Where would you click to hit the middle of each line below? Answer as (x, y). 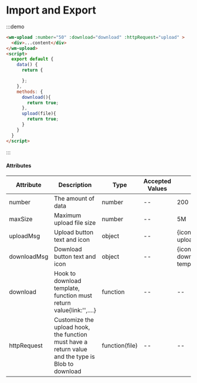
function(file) (120, 345)
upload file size (75, 222)
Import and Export (51, 10)
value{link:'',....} (75, 310)
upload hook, (72, 327)
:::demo (15, 26)
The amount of (74, 198)
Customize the (74, 319)
